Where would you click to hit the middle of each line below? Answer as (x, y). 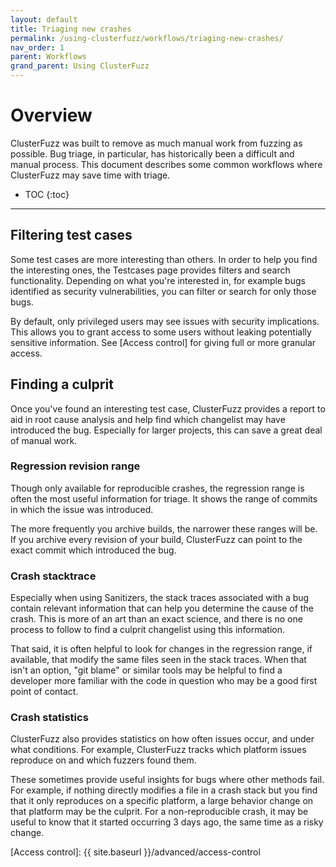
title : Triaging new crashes (71, 29)
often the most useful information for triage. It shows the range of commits (164, 498)
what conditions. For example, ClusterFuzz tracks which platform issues (158, 750)
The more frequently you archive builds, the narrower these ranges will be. (164, 528)
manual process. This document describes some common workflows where (166, 164)
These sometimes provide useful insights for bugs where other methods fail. (167, 780)
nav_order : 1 (37, 47)
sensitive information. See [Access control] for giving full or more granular (163, 342)
